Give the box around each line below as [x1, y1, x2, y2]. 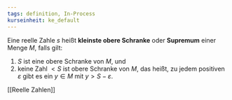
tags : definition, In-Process [7, 10, 96, 17]
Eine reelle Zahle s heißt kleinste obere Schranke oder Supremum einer [7, 36, 216, 44]
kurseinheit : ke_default [7, 17, 80, 24]
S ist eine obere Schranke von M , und [17, 57, 126, 65]
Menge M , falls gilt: [7, 43, 63, 52]
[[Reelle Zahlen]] [7, 85, 56, 94]
